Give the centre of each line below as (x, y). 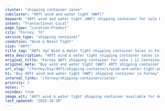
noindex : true (20, 92)
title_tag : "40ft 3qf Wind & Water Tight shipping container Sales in (79, 51)
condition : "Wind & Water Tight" (39, 42)
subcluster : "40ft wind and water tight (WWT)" (55, 14)
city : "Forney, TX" (25, 32)
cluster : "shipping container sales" (44, 10)
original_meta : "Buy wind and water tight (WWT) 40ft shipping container (82, 64)
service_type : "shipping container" (42, 37)
